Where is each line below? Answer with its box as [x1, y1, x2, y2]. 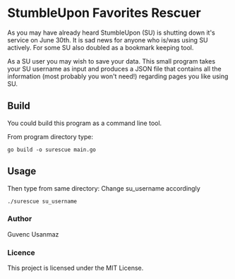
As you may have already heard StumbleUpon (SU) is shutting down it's [7, 28, 215, 37]
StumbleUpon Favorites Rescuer [7, 5, 201, 21]
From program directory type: [7, 132, 94, 141]
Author [7, 214, 32, 224]
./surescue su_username [7, 198, 78, 205]
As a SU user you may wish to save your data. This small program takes [7, 57, 216, 65]
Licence [7, 247, 35, 257]
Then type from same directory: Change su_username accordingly [7, 184, 200, 192]
